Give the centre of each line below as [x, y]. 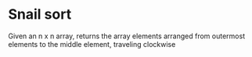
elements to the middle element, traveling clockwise [92, 44]
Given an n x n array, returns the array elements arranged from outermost [126, 36]
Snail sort [40, 14]
